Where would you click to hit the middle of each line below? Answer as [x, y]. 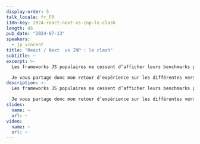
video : [14, 121]
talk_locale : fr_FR [30, 17]
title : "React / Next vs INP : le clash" [60, 50]
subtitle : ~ [21, 56]
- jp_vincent [28, 45]
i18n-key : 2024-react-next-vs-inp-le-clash [61, 23]
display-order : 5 [28, 12]
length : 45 [20, 28]
